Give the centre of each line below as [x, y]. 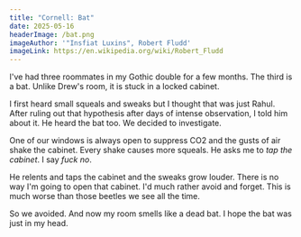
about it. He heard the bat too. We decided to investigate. [116, 123]
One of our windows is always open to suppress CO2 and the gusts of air [145, 141]
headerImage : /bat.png [52, 34]
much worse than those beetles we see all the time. [105, 196]
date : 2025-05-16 [42, 26]
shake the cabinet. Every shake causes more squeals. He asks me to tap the [151, 150]
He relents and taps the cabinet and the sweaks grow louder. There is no [144, 178]
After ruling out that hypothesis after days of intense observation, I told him [149, 114]
